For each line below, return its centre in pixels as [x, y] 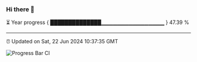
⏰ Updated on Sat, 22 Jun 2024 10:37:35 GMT [62, 42]
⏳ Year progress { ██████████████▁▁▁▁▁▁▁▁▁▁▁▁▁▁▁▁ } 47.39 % [98, 22]
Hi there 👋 [21, 9]
